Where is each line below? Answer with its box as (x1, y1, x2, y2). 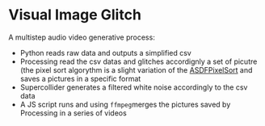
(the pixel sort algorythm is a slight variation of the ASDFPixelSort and (19, 65, 253, 74)
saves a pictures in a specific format (19, 73, 141, 83)
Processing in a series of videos (19, 107, 127, 118)
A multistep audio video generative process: (8, 32, 155, 42)
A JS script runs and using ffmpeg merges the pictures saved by (19, 99, 231, 109)
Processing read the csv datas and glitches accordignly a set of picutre (19, 57, 258, 66)
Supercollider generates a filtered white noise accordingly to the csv (19, 82, 248, 92)
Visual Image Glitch (8, 6, 141, 24)
